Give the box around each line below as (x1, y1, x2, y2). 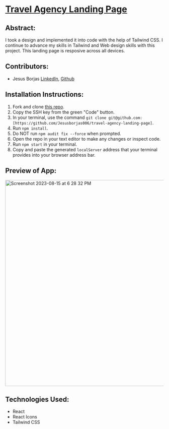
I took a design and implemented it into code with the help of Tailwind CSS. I (5, 37, 163, 43)
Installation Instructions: (5, 90, 84, 99)
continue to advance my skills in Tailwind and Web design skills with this (5, 42, 155, 48)
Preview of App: (5, 166, 57, 175)
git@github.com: (108, 115, 142, 120)
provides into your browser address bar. (12, 152, 96, 158)
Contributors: (5, 62, 49, 71)
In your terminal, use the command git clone (12, 114, 107, 120)
